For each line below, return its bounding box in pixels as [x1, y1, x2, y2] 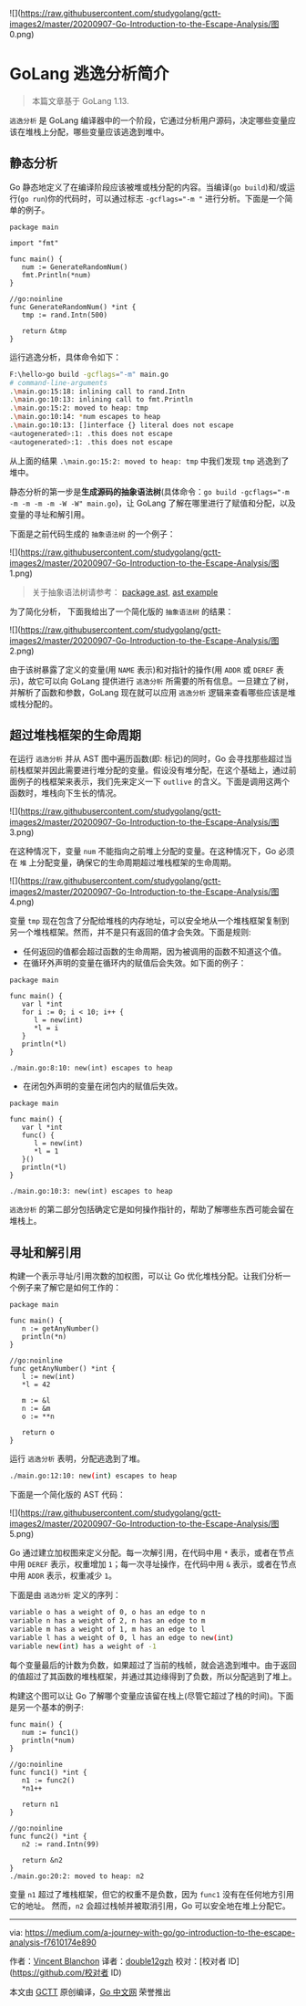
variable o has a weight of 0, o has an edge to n [9, 1608, 206, 1617]
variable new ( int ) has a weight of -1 [9, 1642, 157, 1651]
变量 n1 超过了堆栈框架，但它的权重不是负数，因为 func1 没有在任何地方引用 [9, 1888, 294, 1899]
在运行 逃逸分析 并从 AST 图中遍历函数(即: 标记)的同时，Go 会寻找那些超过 [9, 753, 284, 765]
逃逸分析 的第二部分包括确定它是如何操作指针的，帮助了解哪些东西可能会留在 [9, 1204, 294, 1215]
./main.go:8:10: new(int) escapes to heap [9, 1063, 173, 1073]
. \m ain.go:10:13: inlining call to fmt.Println [9, 395, 194, 404]
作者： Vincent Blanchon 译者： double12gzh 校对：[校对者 [9, 1955, 227, 1966]
